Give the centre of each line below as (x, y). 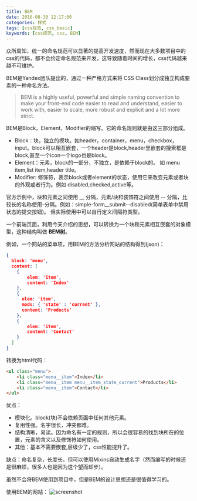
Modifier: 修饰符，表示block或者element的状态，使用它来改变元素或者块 (101, 178)
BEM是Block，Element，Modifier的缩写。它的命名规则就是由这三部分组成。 (97, 128)
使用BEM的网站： (27, 492)
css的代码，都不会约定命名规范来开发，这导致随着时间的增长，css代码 (91, 58)
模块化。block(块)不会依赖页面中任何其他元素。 (72, 417)
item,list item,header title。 (47, 170)
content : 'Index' (48, 283)
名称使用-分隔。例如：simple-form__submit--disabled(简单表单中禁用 (105, 205)
